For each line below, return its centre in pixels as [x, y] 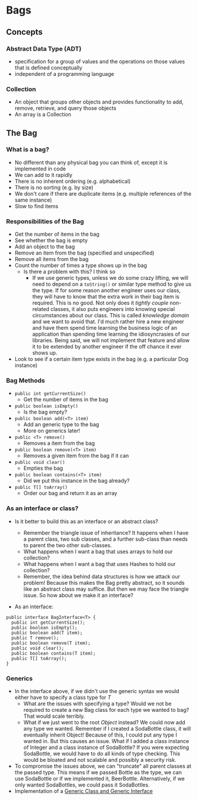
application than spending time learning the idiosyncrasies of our [111, 334]
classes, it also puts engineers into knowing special [113, 309]
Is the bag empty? [45, 412]
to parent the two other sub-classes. [68, 545]
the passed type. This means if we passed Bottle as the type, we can [98, 772]
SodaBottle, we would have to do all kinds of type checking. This [102, 754]
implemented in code [40, 169]
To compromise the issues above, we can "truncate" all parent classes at [103, 766]
